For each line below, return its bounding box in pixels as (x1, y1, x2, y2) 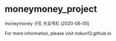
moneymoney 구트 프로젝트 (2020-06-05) (4, 20, 89, 26)
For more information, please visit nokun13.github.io (4, 30, 111, 36)
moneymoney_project (4, 3, 97, 15)
